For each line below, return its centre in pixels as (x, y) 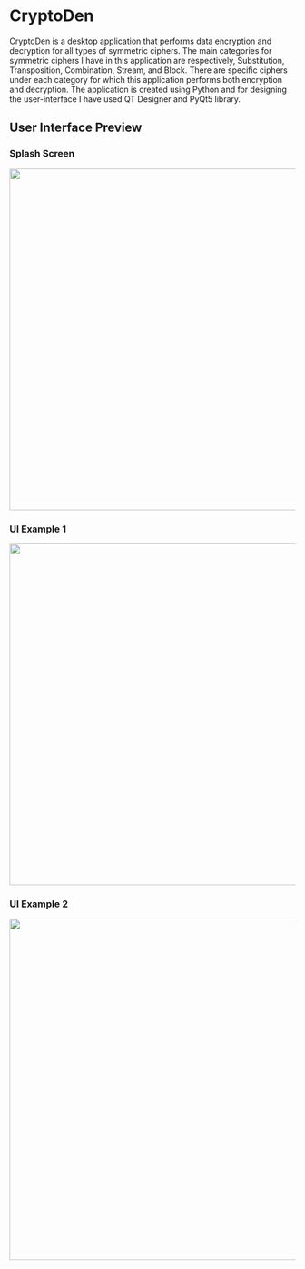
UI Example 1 (38, 529)
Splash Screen (42, 154)
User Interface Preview (76, 128)
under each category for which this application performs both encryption (146, 79)
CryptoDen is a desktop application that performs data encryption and (141, 41)
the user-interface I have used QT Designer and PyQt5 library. (125, 99)
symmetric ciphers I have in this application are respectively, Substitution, (147, 60)
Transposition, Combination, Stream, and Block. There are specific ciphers (148, 70)
